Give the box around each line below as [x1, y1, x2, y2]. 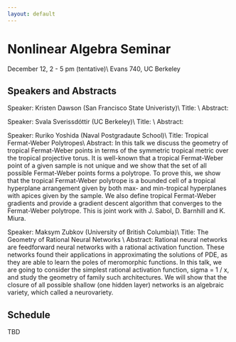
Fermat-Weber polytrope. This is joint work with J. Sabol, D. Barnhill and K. [7, 206, 226, 215]
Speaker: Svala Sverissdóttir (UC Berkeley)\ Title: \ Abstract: [7, 118, 184, 126]
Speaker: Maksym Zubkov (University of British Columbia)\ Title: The [7, 228, 209, 236]
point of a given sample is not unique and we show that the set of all [7, 161, 208, 170]
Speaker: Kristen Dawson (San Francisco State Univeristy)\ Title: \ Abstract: [7, 104, 229, 112]
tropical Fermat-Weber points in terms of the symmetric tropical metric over [7, 146, 229, 155]
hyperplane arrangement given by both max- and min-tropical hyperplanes [7, 184, 227, 192]
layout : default [7, 10, 55, 18]
